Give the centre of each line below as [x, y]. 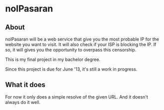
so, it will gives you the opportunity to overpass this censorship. [71, 50]
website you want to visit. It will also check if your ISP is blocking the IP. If [81, 44]
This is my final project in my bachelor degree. [53, 59]
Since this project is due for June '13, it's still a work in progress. [71, 69]
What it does [25, 85]
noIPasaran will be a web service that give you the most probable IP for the [82, 39]
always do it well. [23, 102]
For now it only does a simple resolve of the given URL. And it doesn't [77, 97]
